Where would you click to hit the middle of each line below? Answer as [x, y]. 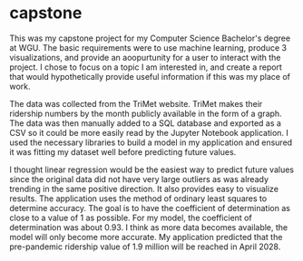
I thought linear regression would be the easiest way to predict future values [152, 169]
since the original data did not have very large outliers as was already [139, 179]
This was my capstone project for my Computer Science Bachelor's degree [150, 38]
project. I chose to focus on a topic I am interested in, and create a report [146, 67]
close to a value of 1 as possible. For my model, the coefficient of [131, 217]
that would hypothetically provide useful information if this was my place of [150, 76]
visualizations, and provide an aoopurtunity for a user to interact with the [145, 57]
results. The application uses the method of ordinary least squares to [138, 198]
